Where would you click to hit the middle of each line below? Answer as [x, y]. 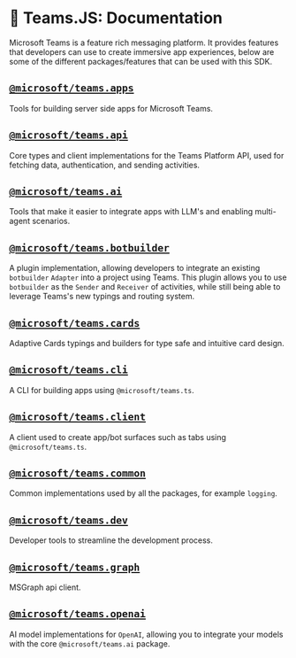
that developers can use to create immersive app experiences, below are [142, 51]
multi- [266, 212]
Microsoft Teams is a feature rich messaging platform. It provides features [144, 43]
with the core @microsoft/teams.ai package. [90, 643]
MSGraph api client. [45, 587]
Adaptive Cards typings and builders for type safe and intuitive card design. [147, 343]
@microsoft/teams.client [78, 417]
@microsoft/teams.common [78, 473]
